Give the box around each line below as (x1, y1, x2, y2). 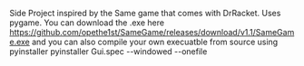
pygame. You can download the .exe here (9, 17, 165, 28)
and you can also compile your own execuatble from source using (31, 36, 279, 47)
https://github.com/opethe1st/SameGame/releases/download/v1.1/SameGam (9, 27, 295, 37)
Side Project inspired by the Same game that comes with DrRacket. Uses (9, 8, 281, 18)
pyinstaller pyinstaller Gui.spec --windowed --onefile (9, 46, 208, 57)
